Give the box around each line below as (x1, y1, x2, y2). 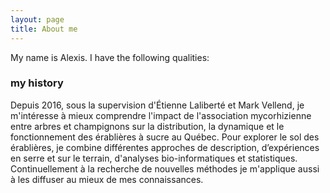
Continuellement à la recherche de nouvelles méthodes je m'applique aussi (10, 162, 320, 175)
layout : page (10, 14, 65, 25)
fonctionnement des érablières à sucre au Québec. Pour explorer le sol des (10, 131, 320, 143)
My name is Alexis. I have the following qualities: (10, 51, 210, 63)
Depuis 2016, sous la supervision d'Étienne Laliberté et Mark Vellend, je (10, 99, 305, 111)
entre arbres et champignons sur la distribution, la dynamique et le (10, 120, 285, 132)
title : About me (10, 24, 78, 34)
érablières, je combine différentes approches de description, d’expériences (10, 141, 320, 153)
